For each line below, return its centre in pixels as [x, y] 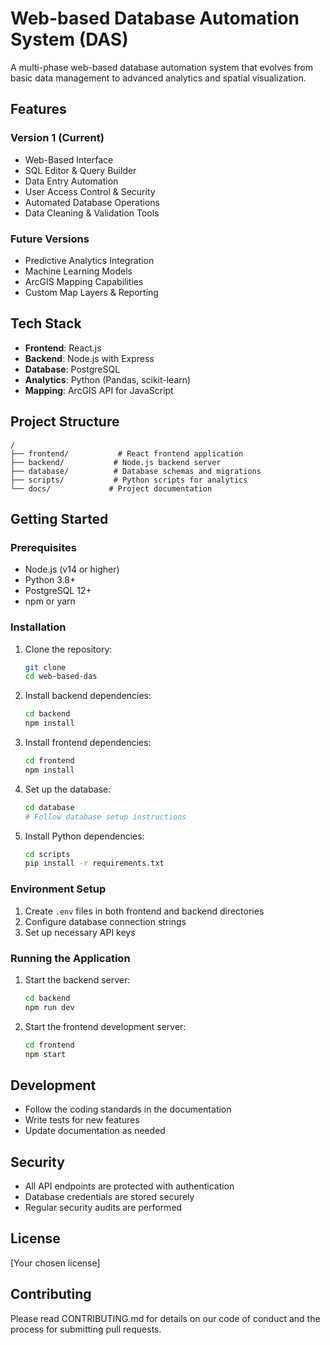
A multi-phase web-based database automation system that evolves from [162, 67]
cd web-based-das [61, 677]
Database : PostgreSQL [72, 369]
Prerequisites [43, 547]
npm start [45, 1054]
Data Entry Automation [71, 181]
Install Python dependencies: [84, 836]
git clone [45, 667]
